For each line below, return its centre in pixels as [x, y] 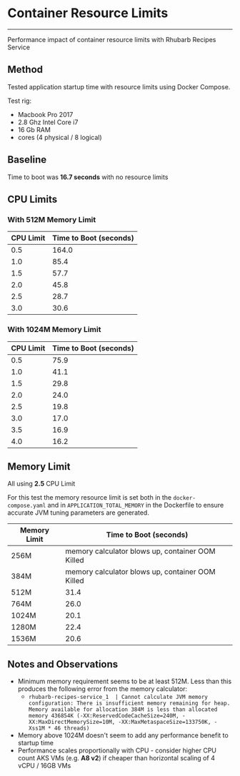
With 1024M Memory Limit [54, 330]
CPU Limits [32, 199]
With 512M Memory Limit [52, 219]
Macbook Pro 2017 [45, 114]
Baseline [27, 160]
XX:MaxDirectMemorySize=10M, [72, 722]
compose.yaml [27, 506]
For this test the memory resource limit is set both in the [90, 498]
